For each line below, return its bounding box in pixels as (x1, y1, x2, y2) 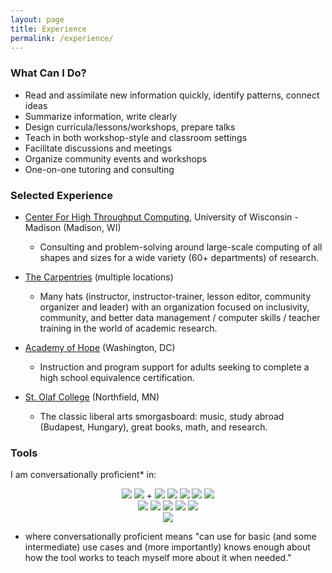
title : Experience (10, 24, 87, 34)
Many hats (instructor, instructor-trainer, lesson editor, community (39, 290, 312, 302)
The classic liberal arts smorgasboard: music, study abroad (39, 410, 285, 422)
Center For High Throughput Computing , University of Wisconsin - (24, 211, 299, 223)
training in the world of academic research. (39, 322, 218, 334)
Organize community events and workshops (24, 152, 207, 165)
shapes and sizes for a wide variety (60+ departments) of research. (39, 251, 319, 263)
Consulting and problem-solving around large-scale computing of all (39, 241, 323, 253)
